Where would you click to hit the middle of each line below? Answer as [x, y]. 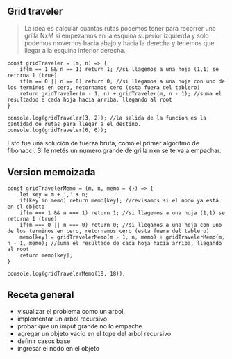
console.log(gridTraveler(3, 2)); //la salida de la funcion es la [107, 118]
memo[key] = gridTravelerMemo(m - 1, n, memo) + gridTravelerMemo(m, [123, 237]
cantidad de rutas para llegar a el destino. [74, 124]
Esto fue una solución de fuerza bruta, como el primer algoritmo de [103, 143]
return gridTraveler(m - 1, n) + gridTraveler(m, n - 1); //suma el [121, 93]
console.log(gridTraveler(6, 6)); [57, 130]
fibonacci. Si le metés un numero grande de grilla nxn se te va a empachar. [114, 150]
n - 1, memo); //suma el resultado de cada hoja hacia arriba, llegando [115, 243]
